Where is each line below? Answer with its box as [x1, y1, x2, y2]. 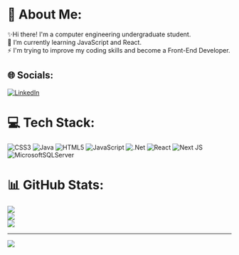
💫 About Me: [7, 6, 83, 23]
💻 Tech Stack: [7, 114, 95, 130]
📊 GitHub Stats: [7, 177, 105, 193]
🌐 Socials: [7, 69, 54, 81]
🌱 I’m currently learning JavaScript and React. [7, 38, 142, 46]
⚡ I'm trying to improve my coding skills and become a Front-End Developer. [7, 46, 230, 54]
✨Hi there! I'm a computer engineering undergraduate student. [7, 30, 191, 38]
